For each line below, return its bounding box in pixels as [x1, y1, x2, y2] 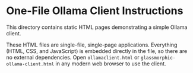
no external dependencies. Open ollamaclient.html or [6, 54, 140, 61]
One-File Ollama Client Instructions [6, 4, 183, 18]
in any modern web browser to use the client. [55, 60, 166, 67]
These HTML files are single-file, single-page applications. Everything [6, 41, 178, 48]
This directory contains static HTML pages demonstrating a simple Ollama [6, 24, 188, 31]
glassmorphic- [140, 55, 176, 61]
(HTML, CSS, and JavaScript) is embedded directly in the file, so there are [6, 47, 188, 54]
